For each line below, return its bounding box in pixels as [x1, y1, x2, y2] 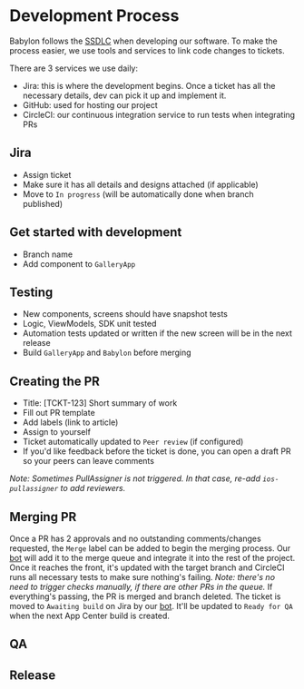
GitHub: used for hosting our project [22, 99, 158, 110]
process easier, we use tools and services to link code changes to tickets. [9, 44, 285, 55]
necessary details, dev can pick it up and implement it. [22, 90, 227, 101]
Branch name [22, 249, 74, 260]
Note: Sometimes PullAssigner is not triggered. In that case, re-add [9, 473, 261, 484]
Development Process [9, 5, 180, 26]
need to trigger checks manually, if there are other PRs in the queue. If [9, 582, 273, 592]
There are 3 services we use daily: [9, 63, 139, 74]
